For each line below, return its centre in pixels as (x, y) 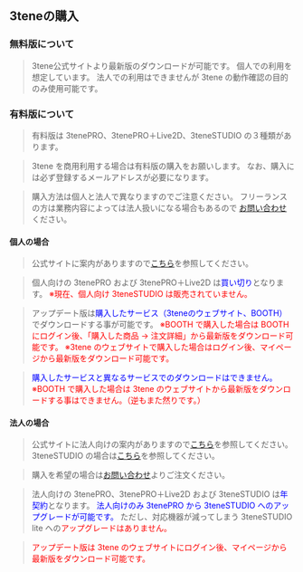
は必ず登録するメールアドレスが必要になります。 (123, 177)
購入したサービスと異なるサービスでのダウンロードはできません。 (154, 377)
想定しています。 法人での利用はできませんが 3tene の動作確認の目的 (160, 77)
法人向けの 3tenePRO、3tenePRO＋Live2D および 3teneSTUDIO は (156, 494)
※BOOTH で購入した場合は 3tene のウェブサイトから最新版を (145, 389)
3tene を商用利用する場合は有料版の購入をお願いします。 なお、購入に (163, 166)
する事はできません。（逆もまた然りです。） (126, 400)
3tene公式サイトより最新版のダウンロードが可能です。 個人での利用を (161, 65)
